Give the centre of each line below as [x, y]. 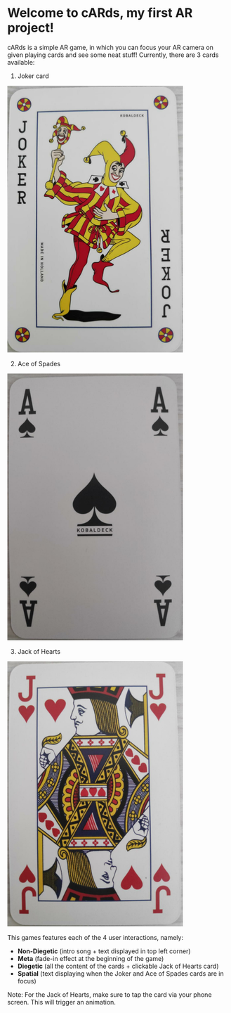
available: [21, 62]
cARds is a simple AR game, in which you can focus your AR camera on [111, 47]
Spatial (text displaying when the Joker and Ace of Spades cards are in [121, 973]
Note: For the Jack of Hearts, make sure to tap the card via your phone [110, 994]
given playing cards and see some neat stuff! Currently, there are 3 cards [113, 55]
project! [31, 28]
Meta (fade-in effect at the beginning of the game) [91, 958]
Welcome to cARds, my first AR [100, 13]
